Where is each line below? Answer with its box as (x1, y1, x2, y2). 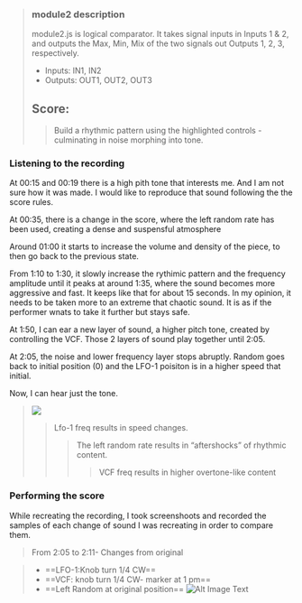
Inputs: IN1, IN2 (44, 65, 102, 76)
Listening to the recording (9, 157, 125, 170)
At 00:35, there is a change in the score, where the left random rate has (9, 214, 275, 225)
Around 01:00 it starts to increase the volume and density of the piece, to (9, 241, 281, 252)
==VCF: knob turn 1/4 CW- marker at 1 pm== (44, 573, 212, 585)
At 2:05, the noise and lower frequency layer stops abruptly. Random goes (9, 351, 286, 362)
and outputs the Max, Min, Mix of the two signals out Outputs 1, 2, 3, (31, 38, 286, 49)
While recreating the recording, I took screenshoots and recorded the (9, 510, 267, 521)
